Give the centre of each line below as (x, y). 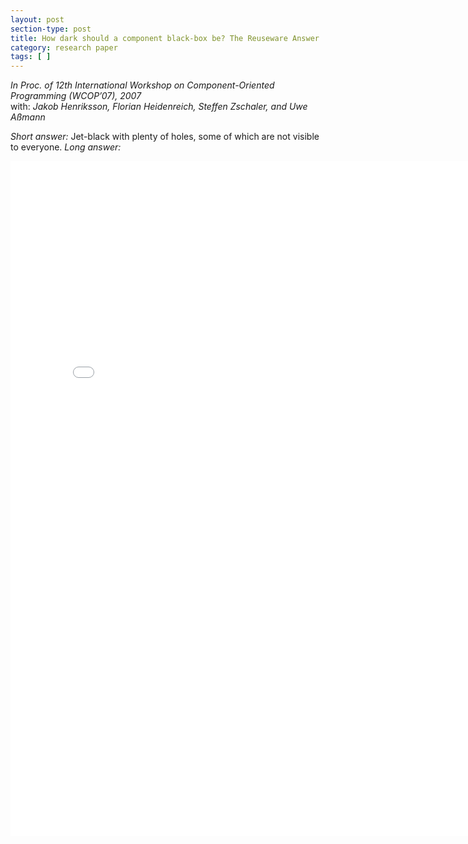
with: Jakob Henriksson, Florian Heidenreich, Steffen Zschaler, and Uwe (159, 107)
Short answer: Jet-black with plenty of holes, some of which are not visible (165, 137)
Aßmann (28, 117)
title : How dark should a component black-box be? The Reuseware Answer (165, 38)
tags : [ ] (31, 57)
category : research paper (64, 47)
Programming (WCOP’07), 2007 (76, 96)
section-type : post (51, 29)
